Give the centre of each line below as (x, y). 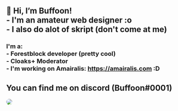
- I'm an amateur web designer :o (69, 20)
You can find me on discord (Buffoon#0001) (89, 88)
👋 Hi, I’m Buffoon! (39, 11)
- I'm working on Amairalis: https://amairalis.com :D (83, 69)
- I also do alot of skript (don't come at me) (87, 29)
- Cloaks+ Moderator (37, 61)
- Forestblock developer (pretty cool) (61, 54)
